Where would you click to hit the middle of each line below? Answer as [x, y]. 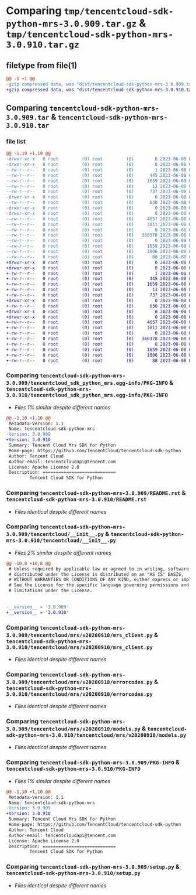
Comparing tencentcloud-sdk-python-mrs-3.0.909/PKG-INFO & [93, 763]
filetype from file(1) [42, 65]
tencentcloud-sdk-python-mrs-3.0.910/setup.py [73, 873]
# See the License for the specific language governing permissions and [99, 585]
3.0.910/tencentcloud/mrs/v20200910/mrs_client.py [79, 647]
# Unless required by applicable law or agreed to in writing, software [99, 569]
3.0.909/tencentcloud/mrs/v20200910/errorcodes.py [79, 682]
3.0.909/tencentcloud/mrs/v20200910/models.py [73, 729]
